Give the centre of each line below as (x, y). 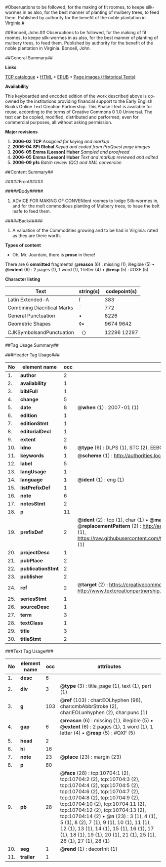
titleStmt (31, 639)
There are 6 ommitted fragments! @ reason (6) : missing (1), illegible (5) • (80, 264)
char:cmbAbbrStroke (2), (89, 706)
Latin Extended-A (28, 300)
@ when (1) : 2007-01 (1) (108, 407)
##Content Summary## (29, 172)
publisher (32, 577)
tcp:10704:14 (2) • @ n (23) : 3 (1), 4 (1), (108, 816)
